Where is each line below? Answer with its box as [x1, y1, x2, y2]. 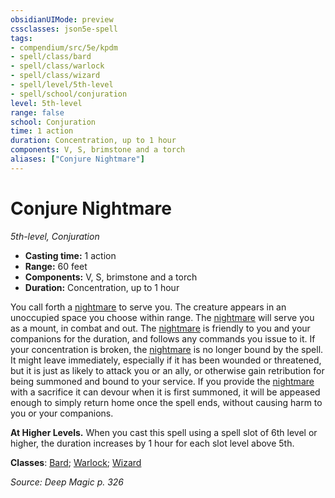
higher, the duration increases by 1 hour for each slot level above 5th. [10, 437, 295, 449]
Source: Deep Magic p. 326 [10, 476, 125, 488]
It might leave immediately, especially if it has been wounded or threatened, [10, 354, 322, 366]
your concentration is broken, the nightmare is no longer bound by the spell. [10, 343, 324, 355]
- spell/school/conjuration [10, 89, 128, 99]
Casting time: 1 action [24, 249, 117, 261]
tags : [10, 33, 33, 43]
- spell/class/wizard [10, 71, 101, 81]
